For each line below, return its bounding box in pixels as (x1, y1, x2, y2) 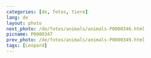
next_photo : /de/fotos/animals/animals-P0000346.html (6, 25, 146, 32)
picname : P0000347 (6, 31, 53, 37)
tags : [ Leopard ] (6, 43, 47, 49)
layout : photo (6, 20, 42, 26)
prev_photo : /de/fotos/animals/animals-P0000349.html (6, 37, 146, 43)
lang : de (6, 14, 29, 21)
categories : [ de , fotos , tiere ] (6, 8, 88, 15)
